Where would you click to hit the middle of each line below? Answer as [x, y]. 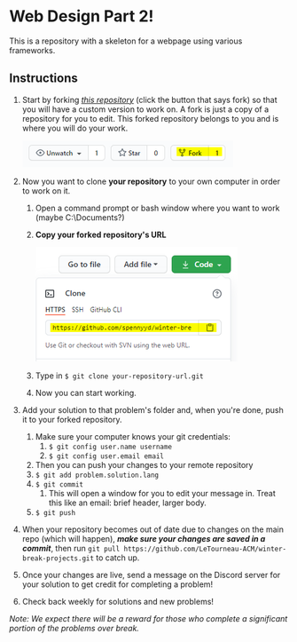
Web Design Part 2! [82, 16]
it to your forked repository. [72, 419]
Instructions [43, 79]
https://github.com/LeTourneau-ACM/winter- [205, 549]
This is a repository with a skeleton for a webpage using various [126, 41]
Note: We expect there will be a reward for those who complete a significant [148, 618]
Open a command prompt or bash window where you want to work [157, 208]
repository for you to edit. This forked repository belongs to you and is [150, 118]
